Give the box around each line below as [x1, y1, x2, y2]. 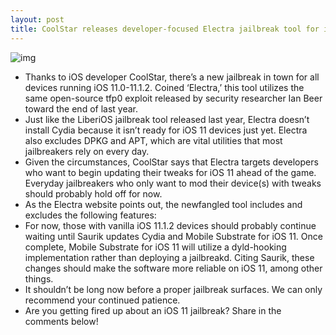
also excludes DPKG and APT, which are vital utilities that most [24, 134, 283, 146]
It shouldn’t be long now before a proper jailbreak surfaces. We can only [24, 283, 323, 295]
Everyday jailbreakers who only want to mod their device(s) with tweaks [24, 177, 322, 189]
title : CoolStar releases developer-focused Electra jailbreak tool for [10, 24, 320, 34]
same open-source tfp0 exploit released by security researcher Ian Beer [24, 92, 323, 104]
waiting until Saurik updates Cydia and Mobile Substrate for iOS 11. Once [24, 230, 323, 242]
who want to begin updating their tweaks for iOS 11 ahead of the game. [24, 166, 317, 178]
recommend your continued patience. [24, 294, 181, 306]
